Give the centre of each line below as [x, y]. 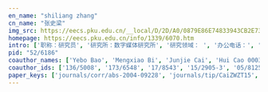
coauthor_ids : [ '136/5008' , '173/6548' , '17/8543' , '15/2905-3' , [119, 68]
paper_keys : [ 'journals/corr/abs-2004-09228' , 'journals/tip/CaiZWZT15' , [134, 75]
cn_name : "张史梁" [37, 23]
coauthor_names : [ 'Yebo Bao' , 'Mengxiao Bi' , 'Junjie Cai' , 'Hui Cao [126, 61]
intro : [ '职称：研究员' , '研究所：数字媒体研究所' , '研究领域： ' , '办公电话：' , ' [135, 46]
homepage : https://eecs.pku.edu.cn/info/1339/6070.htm [101, 38]
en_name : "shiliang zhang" [53, 16]
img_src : [23, 30]
